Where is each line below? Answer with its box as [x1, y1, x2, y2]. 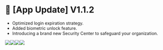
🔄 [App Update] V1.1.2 [5, 4, 94, 15]
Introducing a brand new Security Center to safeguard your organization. [12, 30, 158, 36]
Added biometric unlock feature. [12, 25, 77, 31]
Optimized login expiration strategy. [12, 20, 84, 26]
